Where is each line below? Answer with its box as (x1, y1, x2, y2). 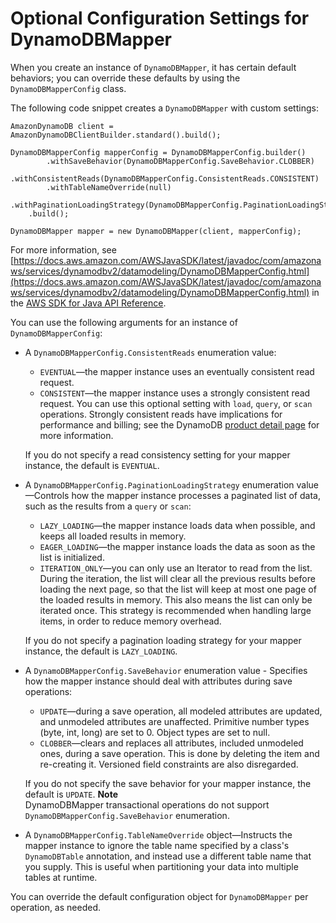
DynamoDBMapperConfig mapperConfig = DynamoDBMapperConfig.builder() (10, 147, 307, 157)
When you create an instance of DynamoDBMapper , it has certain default (10, 61, 297, 73)
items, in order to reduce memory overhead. (39, 615, 222, 627)
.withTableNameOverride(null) (46, 182, 172, 192)
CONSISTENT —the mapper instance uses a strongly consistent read (39, 387, 311, 399)
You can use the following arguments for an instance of (10, 316, 238, 328)
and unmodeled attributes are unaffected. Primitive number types (39, 715, 310, 727)
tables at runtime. (24, 871, 98, 883)
